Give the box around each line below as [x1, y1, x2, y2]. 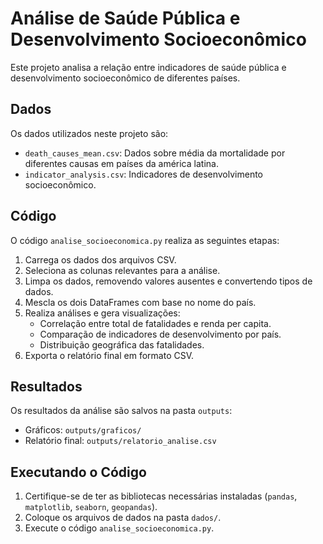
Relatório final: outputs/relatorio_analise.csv [24, 435, 217, 447]
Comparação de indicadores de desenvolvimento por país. [39, 328, 282, 340]
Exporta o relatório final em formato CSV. [24, 349, 195, 361]
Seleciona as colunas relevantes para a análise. [24, 264, 221, 276]
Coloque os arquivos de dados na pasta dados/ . [24, 512, 222, 524]
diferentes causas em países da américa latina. [24, 157, 219, 169]
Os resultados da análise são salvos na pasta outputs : [10, 405, 233, 417]
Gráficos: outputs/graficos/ [24, 424, 142, 436]
